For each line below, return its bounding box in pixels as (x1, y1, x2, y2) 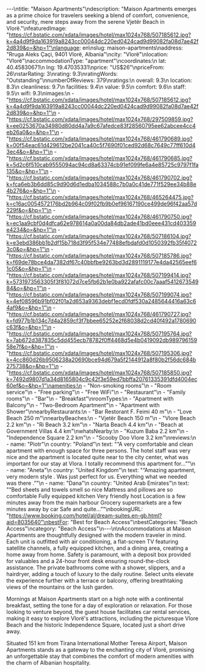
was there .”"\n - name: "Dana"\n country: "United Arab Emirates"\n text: (6, 479, 189, 487)
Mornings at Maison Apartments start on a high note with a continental (6, 596, 184, 602)
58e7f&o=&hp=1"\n (6, 343, 55, 350)
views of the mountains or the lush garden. (6, 583, 114, 591)
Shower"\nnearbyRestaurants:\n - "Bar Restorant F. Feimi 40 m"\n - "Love (6, 408, 192, 415)
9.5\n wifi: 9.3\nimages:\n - (6, 90, 74, 97)
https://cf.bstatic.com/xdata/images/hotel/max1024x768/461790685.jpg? (9, 155, 193, 161)
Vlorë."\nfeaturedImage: (6, 24, 67, 32)
